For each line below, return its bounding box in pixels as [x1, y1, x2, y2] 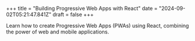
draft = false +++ [52, 11, 94, 18]
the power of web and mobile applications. [6, 28, 110, 35]
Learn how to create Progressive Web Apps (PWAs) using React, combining [6, 23, 189, 29]
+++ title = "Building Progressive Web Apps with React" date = [6, 5, 158, 12]
